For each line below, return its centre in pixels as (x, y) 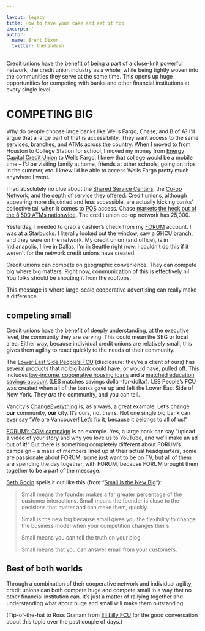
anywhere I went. (28, 177)
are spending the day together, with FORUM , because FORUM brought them (102, 463)
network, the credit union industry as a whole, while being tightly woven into (102, 70)
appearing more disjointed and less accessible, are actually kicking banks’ (100, 202)
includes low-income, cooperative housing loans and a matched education (100, 374)
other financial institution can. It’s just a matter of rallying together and (95, 597)
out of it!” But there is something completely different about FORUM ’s (94, 444)
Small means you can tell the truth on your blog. (82, 537)
